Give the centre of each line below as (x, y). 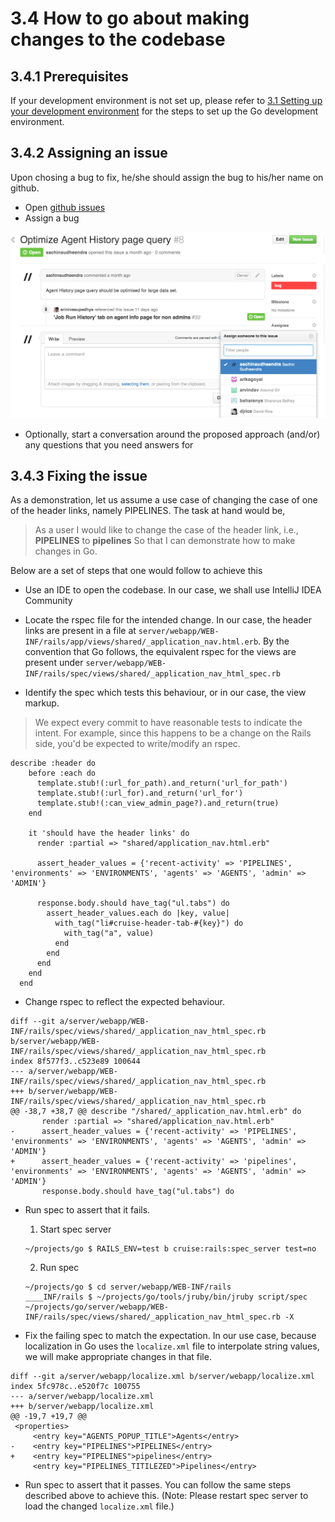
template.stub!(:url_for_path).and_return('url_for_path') (162, 783)
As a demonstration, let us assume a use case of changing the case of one (164, 500)
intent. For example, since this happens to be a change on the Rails (173, 733)
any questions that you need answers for (109, 444)
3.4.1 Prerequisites (69, 76)
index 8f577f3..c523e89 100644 (75, 1062)
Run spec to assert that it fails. (87, 1210)
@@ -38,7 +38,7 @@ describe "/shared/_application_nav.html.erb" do (156, 1112)
